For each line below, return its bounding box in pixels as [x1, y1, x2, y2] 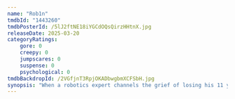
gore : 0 [20, 43, 42, 49]
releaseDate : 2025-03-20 [7, 29, 80, 37]
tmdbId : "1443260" [7, 17, 61, 24]
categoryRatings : [7, 36, 58, 43]
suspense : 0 [20, 62, 55, 69]
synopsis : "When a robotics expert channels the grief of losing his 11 [7, 82, 224, 89]
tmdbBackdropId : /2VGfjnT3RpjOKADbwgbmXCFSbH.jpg [7, 75, 155, 82]
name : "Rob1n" [7, 10, 49, 17]
